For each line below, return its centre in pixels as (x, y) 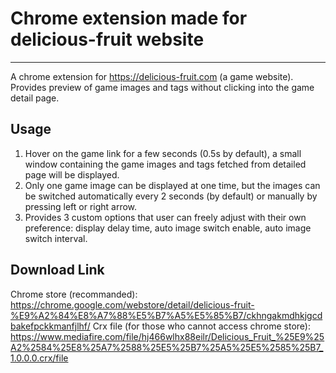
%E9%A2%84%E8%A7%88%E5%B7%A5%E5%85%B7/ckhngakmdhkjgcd (166, 315)
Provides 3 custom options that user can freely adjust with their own (165, 217)
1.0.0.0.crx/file (39, 358)
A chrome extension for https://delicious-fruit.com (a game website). (152, 76)
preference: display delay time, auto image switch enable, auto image (168, 228)
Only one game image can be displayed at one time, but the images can (172, 185)
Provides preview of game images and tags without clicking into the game (162, 87)
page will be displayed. (72, 174)
